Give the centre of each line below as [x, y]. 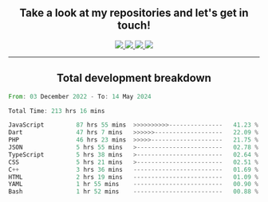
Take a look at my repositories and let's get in [134, 13]
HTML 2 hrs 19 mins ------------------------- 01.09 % [134, 177]
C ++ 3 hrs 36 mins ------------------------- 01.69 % [134, 169]
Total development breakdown [134, 78]
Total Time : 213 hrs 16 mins [57, 111]
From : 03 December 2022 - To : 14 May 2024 [80, 96]
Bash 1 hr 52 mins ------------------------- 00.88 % [134, 192]
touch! [134, 26]
